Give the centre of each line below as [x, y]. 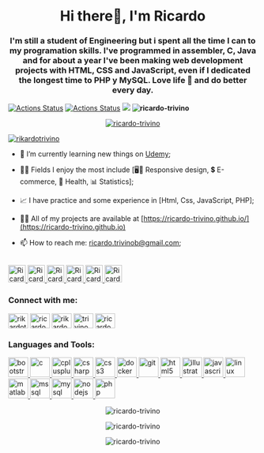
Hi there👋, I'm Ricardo [133, 16]
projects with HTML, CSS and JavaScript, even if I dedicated [133, 70]
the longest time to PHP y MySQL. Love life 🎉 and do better [133, 80]
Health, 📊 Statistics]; [100, 182]
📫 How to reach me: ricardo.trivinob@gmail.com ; [100, 243]
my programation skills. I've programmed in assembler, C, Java [133, 51]
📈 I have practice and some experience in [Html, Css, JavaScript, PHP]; [137, 200]
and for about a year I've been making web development [133, 61]
